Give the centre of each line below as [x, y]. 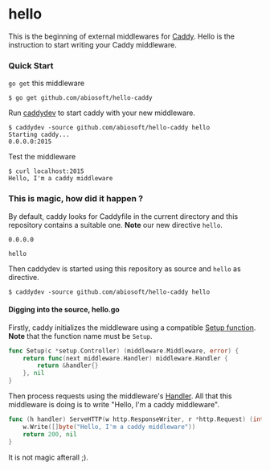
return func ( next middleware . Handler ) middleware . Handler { [125, 358]
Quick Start [31, 65]
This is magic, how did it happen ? [76, 199]
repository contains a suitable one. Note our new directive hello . [116, 225]
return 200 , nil [50, 434]
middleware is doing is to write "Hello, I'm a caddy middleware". [114, 405]
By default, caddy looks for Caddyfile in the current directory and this [123, 216]
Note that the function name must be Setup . [80, 336]
